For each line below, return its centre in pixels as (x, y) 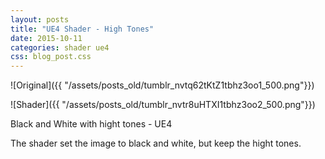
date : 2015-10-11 (46, 38)
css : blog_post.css (51, 57)
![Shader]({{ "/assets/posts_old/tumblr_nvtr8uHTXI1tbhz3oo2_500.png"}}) (163, 105)
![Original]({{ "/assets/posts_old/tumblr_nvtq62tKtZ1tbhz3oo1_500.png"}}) (162, 85)
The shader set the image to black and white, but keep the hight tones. (156, 143)
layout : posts (40, 19)
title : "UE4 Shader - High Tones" (82, 29)
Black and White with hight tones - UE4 (91, 124)
